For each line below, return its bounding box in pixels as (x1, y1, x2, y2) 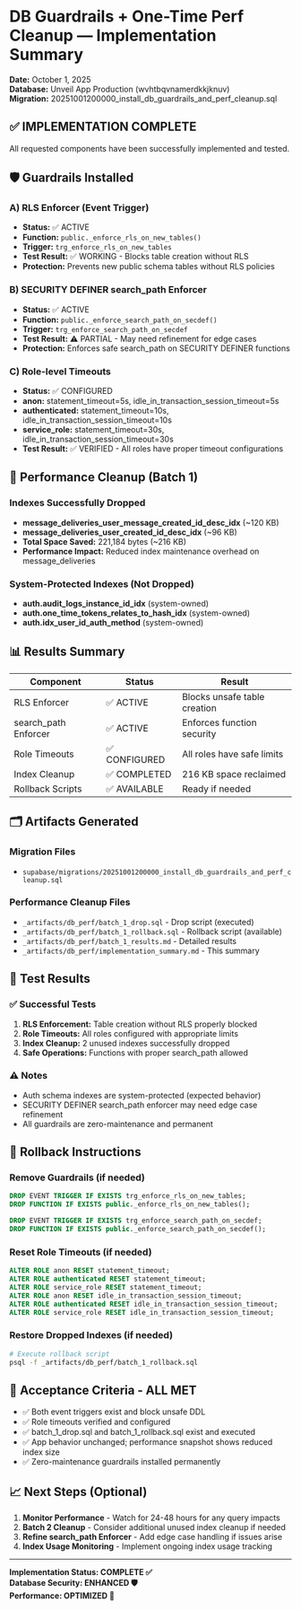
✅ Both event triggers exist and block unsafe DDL (21, 1406, 206, 1417)
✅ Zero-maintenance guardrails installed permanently (21, 1457, 221, 1467)
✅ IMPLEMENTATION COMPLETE (9, 119, 197, 135)
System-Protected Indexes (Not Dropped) (9, 577, 194, 590)
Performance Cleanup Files (9, 896, 131, 908)
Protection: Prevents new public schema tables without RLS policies (21, 261, 275, 272)
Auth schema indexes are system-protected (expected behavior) (21, 1089, 262, 1100)
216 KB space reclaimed (182, 767, 287, 780)
